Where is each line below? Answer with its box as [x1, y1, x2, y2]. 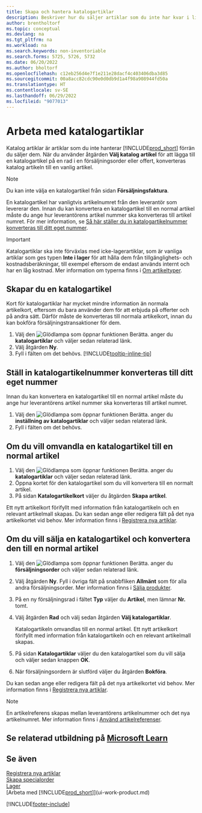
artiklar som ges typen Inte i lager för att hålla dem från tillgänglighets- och [6, 254, 192, 261]
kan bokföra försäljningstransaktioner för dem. [6, 319, 121, 326]
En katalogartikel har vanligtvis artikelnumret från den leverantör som [6, 198, 177, 205]
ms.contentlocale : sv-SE [6, 87, 69, 93]
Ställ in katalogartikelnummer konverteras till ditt [6, 367, 194, 378]
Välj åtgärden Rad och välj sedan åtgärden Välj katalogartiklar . [14, 614, 171, 621]
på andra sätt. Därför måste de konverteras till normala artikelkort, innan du [6, 313, 192, 320]
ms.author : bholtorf [6, 64, 58, 71]
